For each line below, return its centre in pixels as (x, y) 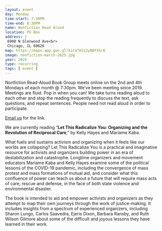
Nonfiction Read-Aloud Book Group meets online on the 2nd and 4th (73, 83)
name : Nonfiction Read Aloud (35, 28)
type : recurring (21, 64)
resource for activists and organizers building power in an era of (69, 152)
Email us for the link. (25, 118)
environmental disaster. (28, 189)
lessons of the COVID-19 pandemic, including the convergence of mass (77, 168)
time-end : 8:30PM (23, 23)
